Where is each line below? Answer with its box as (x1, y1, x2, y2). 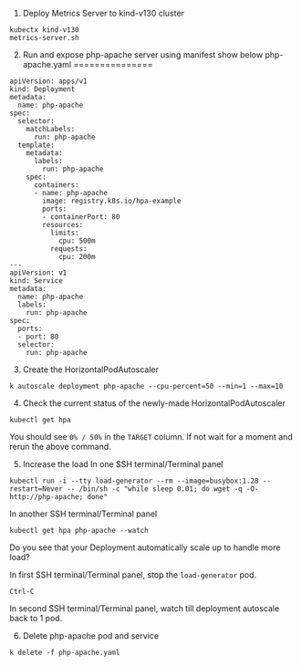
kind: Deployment (9, 85, 76, 94)
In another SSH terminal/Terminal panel (9, 508, 158, 519)
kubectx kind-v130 (9, 26, 79, 35)
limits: (49, 228, 79, 237)
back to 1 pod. (9, 613, 63, 623)
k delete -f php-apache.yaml (9, 648, 120, 657)
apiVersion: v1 (9, 268, 68, 277)
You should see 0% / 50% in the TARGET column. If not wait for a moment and (9, 432, 294, 442)
